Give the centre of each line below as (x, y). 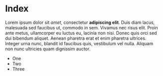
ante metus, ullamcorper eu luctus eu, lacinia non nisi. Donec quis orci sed (81, 33)
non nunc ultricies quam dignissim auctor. (48, 49)
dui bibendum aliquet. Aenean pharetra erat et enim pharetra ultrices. (76, 38)
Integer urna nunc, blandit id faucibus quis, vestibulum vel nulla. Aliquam (79, 43)
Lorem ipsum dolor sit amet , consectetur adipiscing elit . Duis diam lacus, (80, 22)
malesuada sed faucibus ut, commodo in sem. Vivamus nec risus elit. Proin (82, 27)
